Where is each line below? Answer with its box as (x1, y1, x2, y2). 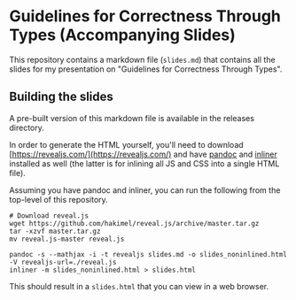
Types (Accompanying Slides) (9, 25, 237, 45)
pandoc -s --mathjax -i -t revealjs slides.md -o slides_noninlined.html (9, 250, 288, 258)
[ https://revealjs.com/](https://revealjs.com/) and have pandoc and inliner (9, 149, 277, 159)
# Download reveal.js (9, 211, 90, 220)
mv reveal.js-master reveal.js (9, 235, 125, 243)
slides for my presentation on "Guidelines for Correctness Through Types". (9, 64, 283, 74)
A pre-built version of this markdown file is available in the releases (9, 112, 255, 123)
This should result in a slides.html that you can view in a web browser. (9, 281, 269, 291)
